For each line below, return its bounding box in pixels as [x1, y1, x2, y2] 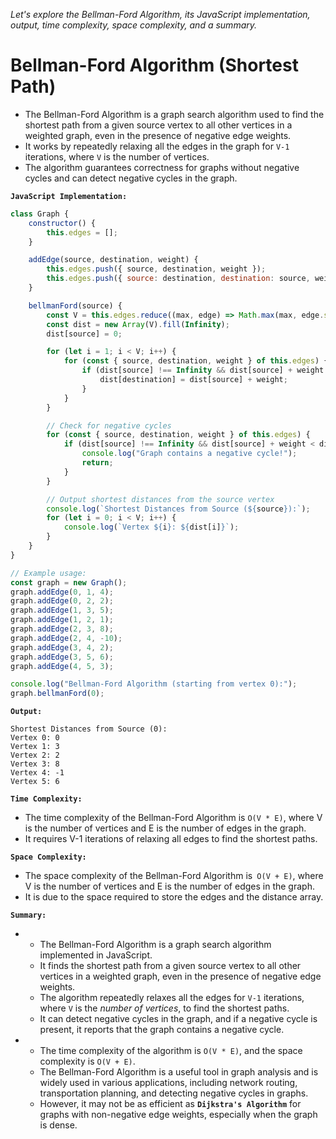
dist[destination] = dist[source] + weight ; [99, 375, 288, 385]
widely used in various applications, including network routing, [39, 1077, 298, 1089]
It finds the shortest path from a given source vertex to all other [39, 960, 302, 972]
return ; [81, 458, 114, 468]
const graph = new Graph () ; [10, 577, 128, 588]
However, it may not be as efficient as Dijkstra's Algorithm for [39, 1098, 302, 1110]
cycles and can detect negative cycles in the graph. [24, 172, 238, 184]
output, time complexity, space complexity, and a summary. [10, 19, 258, 31]
